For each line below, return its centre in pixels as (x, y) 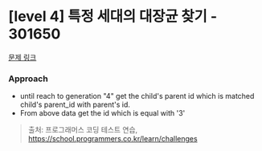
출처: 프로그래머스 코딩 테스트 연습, (83, 130)
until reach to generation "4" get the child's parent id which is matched (137, 96)
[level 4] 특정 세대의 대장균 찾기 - (113, 16)
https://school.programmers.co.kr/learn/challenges (113, 139)
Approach (28, 79)
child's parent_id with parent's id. (75, 104)
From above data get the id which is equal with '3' (102, 113)
